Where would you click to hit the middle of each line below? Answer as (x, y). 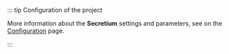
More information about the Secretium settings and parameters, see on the (115, 23)
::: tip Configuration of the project (55, 10)
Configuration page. (36, 31)
